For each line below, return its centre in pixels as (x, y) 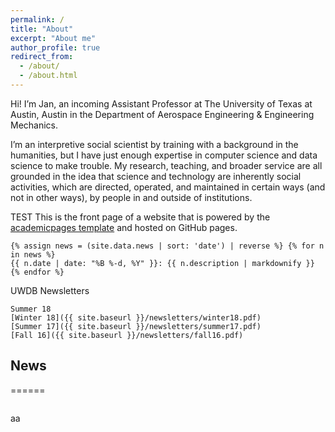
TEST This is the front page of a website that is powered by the (140, 217)
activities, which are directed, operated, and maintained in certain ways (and (168, 187)
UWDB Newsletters (50, 290)
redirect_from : (42, 57)
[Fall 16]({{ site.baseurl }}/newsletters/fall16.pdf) (127, 335)
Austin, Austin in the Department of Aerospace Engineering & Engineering (162, 114)
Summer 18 (31, 309)
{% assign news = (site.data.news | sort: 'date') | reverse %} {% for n (167, 246)
